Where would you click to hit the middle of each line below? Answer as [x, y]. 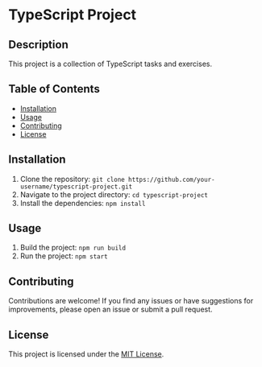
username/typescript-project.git [76, 187]
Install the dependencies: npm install [83, 203]
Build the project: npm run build [73, 248]
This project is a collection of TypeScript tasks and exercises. [110, 64]
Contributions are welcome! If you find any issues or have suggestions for [131, 301]
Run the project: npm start [64, 256]
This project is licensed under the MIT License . [86, 354]
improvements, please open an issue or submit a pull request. [110, 309]
